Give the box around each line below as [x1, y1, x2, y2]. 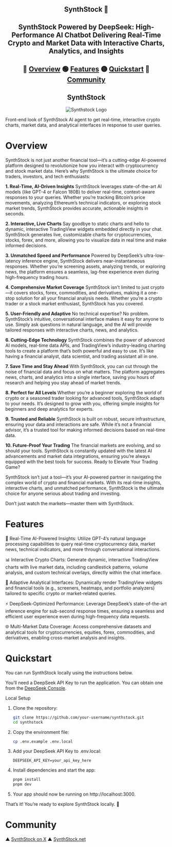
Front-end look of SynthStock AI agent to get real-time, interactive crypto [5, 116, 161, 122]
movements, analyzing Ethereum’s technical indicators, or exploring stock [5, 199, 161, 206]
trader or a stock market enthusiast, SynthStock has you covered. [5, 300, 144, 306]
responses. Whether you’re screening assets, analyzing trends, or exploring [5, 263, 166, 269]
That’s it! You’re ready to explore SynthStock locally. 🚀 [5, 801, 120, 807]
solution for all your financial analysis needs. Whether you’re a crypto [15, 295, 163, 301]
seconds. [5, 210, 25, 216]
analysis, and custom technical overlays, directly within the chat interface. [5, 569, 162, 576]
